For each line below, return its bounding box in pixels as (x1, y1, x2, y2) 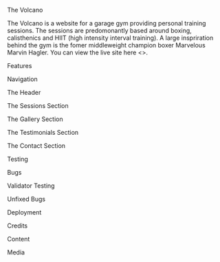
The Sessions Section (7, 102, 69, 109)
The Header (7, 89, 41, 96)
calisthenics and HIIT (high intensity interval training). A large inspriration (7, 34, 214, 42)
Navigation (7, 75, 38, 83)
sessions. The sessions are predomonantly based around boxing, (7, 27, 192, 34)
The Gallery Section (7, 115, 63, 123)
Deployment (7, 208, 42, 216)
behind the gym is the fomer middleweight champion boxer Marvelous (7, 41, 206, 49)
